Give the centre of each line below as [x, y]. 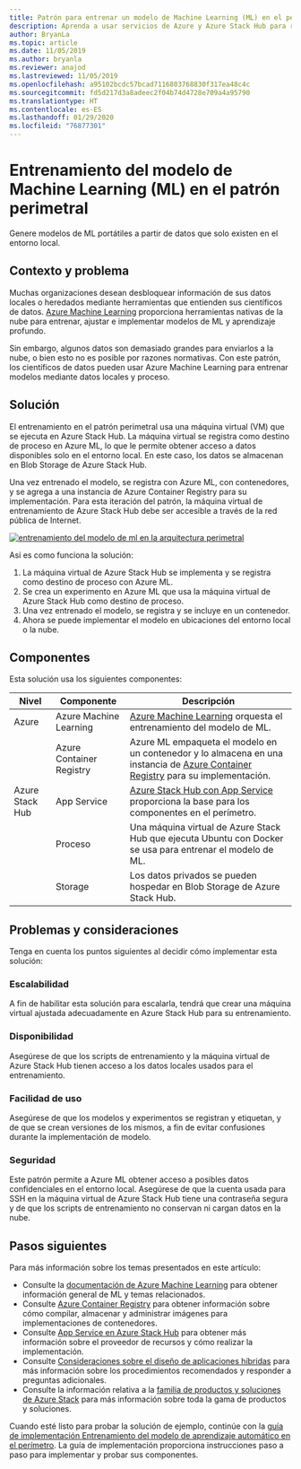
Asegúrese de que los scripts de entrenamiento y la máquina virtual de [140, 1056]
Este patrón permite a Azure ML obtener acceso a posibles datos [129, 1179]
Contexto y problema [69, 271]
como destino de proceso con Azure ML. [98, 582]
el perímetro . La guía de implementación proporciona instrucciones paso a [146, 1446]
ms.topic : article [43, 43]
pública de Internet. [45, 520]
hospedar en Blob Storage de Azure [205, 887]
